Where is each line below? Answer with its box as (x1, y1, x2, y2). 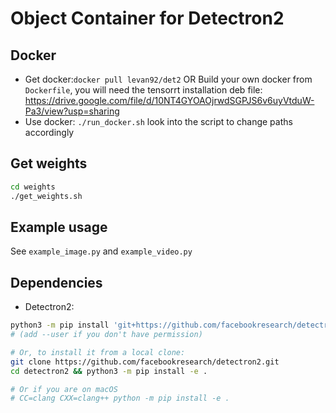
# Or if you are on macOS (10, 384, 118, 394)
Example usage (10, 218, 108, 236)
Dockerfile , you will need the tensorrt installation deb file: (24, 84, 263, 96)
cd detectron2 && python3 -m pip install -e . (10, 366, 208, 376)
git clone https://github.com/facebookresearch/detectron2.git (10, 357, 280, 367)
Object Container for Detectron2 (10, 7, 285, 30)
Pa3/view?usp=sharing (24, 105, 120, 117)
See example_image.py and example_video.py (10, 245, 193, 257)
